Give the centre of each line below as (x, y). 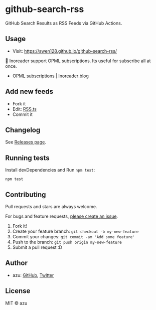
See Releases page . (26, 142)
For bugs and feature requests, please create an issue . (62, 216)
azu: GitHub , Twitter (33, 275)
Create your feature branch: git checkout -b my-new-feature (75, 231)
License (18, 291)
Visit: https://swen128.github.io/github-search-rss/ (64, 51)
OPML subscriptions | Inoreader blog (51, 76)
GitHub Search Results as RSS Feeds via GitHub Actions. (64, 23)
